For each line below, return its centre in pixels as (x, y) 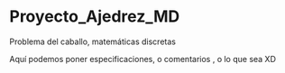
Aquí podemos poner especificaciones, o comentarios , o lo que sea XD (143, 59)
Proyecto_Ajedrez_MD (95, 17)
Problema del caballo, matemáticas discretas (92, 41)
